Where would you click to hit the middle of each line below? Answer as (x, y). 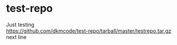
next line (16, 37)
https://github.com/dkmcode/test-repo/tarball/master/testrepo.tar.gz (88, 30)
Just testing (20, 25)
